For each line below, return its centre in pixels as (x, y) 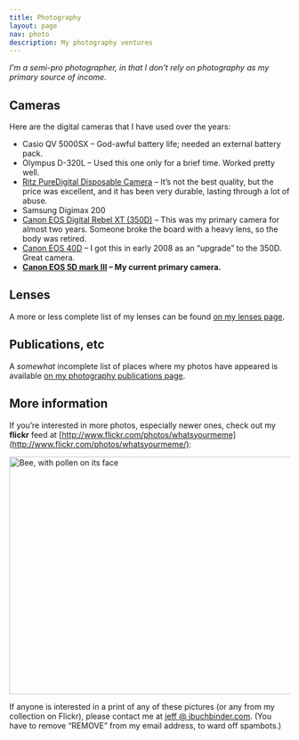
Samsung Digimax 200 (64, 210)
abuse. (35, 201)
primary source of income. (58, 78)
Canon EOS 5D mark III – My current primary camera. (121, 267)
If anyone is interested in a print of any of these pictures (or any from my (142, 706)
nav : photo (29, 34)
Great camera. (48, 258)
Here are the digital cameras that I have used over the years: (120, 127)
